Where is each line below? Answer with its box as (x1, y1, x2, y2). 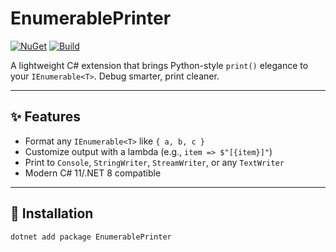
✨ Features (10, 108, 81, 126)
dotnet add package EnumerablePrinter (10, 232, 172, 242)
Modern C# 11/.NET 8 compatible (24, 167, 162, 179)
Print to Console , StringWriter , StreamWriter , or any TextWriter (24, 156, 285, 168)
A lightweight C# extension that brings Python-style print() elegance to (10, 59, 309, 71)
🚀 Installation (10, 205, 94, 222)
